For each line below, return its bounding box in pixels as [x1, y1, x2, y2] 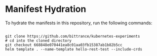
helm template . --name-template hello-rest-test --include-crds [5, 47, 142, 52]
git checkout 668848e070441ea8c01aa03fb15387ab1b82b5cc [5, 42, 122, 48]
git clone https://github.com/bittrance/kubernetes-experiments [5, 34, 140, 39]
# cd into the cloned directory [5, 38, 72, 43]
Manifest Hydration [5, 3, 86, 15]
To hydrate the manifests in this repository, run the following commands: [5, 20, 153, 26]
